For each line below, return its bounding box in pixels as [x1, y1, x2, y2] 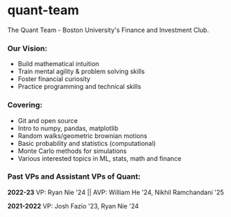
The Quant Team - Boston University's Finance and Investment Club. [7, 26, 209, 34]
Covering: [7, 100, 43, 110]
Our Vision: [7, 43, 48, 53]
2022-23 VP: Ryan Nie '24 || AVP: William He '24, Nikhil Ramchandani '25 [7, 188, 225, 196]
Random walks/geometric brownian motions [17, 131, 148, 140]
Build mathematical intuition [17, 60, 100, 68]
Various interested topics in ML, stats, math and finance [17, 154, 182, 162]
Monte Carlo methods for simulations [17, 147, 127, 155]
